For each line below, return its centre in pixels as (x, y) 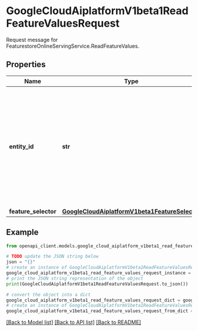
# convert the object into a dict (49, 294)
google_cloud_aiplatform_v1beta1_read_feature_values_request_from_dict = (100, 311)
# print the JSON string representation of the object (75, 278)
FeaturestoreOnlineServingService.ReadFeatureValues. (73, 46)
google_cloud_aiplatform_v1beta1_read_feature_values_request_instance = (99, 273)
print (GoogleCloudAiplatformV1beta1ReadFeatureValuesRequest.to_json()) (97, 284)
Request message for (32, 40)
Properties (26, 65)
